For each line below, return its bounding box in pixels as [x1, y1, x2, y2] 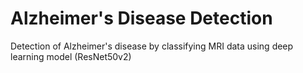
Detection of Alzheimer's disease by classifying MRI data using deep [10, 40, 294, 52]
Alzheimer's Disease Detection [10, 7, 273, 30]
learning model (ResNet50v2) [10, 50, 132, 62]
